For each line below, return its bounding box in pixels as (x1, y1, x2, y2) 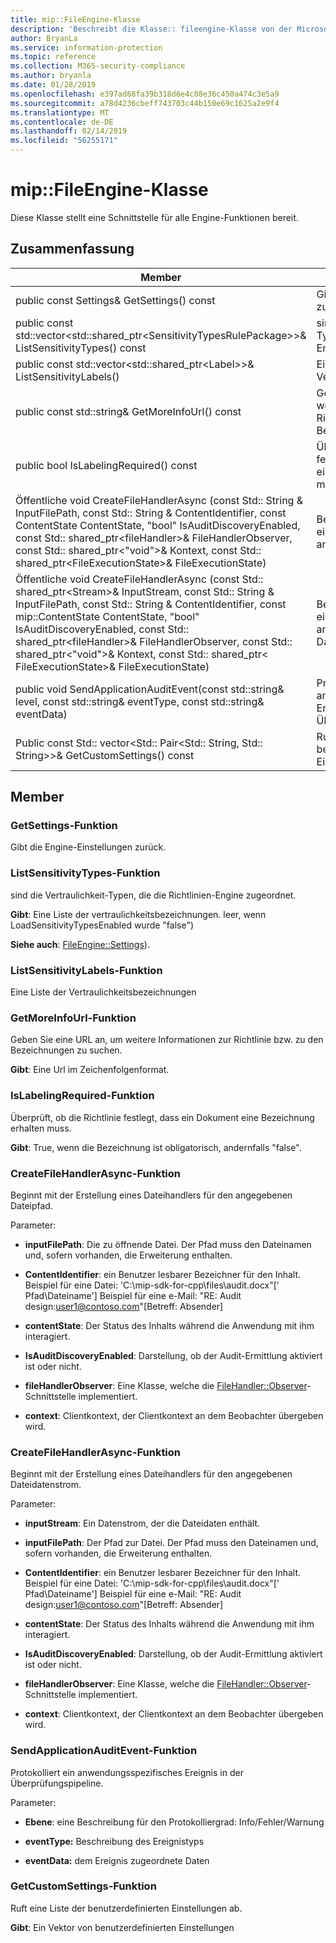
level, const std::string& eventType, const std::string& (15, 694, 265, 708)
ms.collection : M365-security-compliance (10, 61, 186, 71)
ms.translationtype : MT (10, 107, 110, 118)
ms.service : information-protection (10, 42, 163, 53)
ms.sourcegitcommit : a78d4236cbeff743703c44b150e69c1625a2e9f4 (10, 98, 280, 108)
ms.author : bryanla (10, 71, 92, 81)
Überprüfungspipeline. (10, 1777, 104, 1789)
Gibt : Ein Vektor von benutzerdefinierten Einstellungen (10, 1921, 235, 1933)
